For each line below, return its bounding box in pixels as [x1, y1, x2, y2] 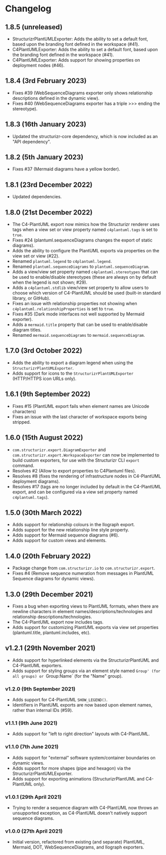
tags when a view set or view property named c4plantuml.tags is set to [12, 227, 158, 233]
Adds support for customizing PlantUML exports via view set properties [12, 624, 159, 630]
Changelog [5, 3, 52, 14]
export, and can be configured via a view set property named [12, 489, 138, 495]
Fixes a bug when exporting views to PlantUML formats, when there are [12, 603, 159, 609]
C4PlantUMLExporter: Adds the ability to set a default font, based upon [12, 47, 158, 52]
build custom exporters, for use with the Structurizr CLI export [12, 457, 140, 463]
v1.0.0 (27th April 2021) [5, 828, 63, 835]
